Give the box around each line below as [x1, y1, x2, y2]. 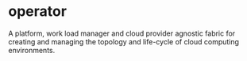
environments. [8, 45, 56, 55]
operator [8, 2, 68, 21]
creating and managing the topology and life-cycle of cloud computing [8, 36, 240, 46]
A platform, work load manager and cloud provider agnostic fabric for [8, 29, 236, 38]
